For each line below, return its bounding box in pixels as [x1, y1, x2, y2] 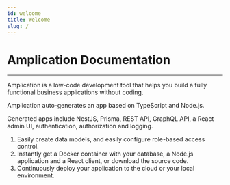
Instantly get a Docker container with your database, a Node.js [16, 150, 194, 158]
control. [16, 143, 39, 151]
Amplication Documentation [7, 52, 171, 68]
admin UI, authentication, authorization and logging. [7, 122, 153, 130]
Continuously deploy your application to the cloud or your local [16, 165, 195, 173]
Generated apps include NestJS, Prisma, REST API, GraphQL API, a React [7, 115, 214, 123]
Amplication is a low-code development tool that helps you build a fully [7, 81, 207, 89]
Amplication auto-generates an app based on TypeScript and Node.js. [7, 102, 205, 110]
